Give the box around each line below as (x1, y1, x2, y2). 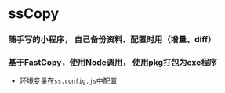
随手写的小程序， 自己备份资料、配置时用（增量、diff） (8, 34, 216, 45)
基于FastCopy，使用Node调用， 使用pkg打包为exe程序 (8, 57, 217, 68)
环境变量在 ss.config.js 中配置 (19, 76, 118, 86)
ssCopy (8, 5, 60, 23)
